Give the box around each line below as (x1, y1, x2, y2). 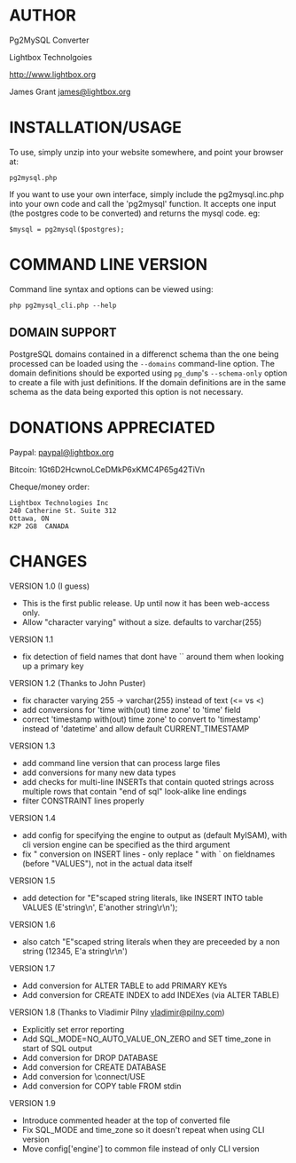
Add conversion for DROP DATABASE (21, 1052, 159, 1063)
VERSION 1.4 (9, 812, 56, 823)
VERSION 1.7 (9, 962, 56, 973)
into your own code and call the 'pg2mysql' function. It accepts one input (9, 198, 277, 209)
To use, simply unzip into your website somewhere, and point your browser (9, 146, 284, 157)
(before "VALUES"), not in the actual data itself (21, 858, 193, 868)
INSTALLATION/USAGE (9, 117, 183, 138)
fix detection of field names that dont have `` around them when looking (21, 651, 284, 661)
